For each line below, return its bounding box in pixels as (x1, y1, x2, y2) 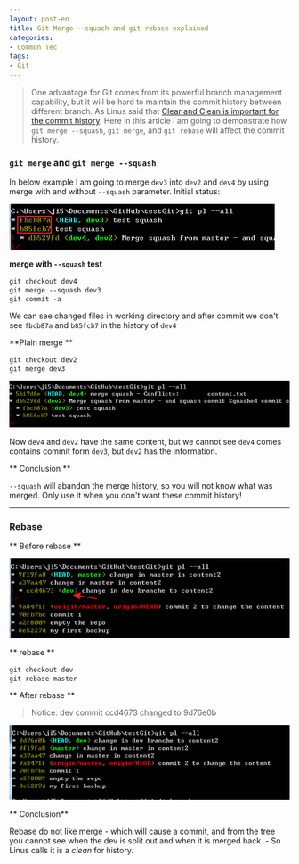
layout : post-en (9, 14, 69, 23)
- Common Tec (9, 43, 58, 52)
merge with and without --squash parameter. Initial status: (9, 186, 221, 197)
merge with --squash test (9, 259, 102, 269)
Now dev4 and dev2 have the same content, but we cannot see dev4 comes (9, 437, 282, 448)
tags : (9, 52, 29, 62)
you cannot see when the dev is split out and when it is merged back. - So (9, 835, 281, 846)
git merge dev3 (9, 365, 66, 374)
